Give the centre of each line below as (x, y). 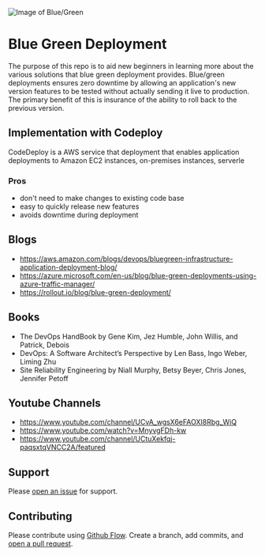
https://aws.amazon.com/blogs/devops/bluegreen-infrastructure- (126, 259)
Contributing (40, 516)
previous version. (36, 108)
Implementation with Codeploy (86, 133)
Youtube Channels (54, 403)
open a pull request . (41, 544)
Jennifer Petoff (44, 378)
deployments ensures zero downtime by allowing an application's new (122, 82)
